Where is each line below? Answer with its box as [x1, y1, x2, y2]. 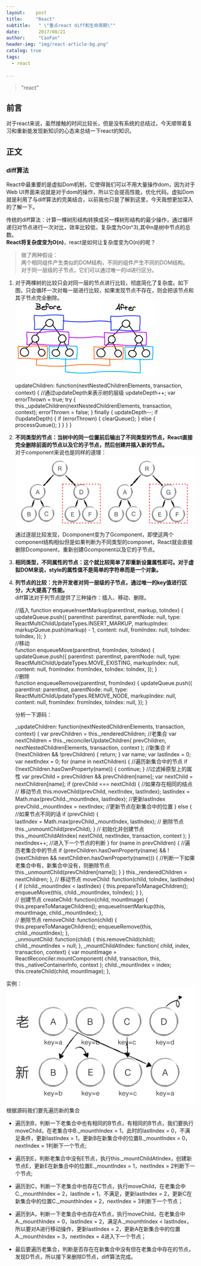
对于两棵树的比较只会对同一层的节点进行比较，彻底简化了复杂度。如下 [14, 279, 189, 286]
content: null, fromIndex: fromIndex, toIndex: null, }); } [14, 698, 148, 705]
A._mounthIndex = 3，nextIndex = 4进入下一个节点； [14, 1232, 147, 1240]
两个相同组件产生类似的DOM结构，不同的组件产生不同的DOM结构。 [20, 259, 188, 266]
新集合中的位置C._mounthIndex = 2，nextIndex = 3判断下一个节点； [14, 1198, 184, 1205]
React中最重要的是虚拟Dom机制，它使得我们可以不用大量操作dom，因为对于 [6, 181, 196, 188]
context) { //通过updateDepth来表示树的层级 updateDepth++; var [14, 389, 176, 396]
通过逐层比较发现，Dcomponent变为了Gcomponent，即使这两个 [14, 531, 174, 538]
